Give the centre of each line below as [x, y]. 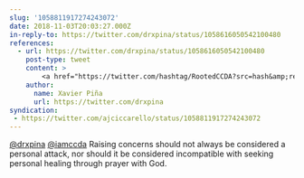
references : [32, 43]
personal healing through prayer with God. [88, 164]
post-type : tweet [58, 60]
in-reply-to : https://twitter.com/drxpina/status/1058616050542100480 [145, 34]
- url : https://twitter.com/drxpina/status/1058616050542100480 [141, 52]
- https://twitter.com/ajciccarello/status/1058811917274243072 [137, 118]
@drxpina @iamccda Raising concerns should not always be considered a [147, 145]
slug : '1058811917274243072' [64, 18]
